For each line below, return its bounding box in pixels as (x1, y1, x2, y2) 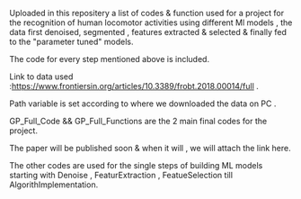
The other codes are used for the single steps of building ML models (9, 160, 263, 170)
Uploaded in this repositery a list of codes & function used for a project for (9, 8, 285, 18)
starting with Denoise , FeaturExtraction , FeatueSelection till (9, 170, 234, 180)
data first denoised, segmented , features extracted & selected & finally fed (9, 27, 288, 37)
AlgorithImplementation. (9, 179, 99, 190)
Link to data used (9, 71, 74, 82)
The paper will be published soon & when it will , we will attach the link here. (9, 143, 291, 153)
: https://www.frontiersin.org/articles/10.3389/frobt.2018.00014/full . (9, 81, 259, 91)
